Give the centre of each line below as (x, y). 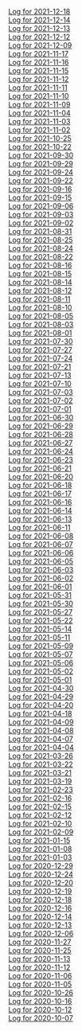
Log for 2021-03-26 (41, 756)
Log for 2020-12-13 (40, 925)
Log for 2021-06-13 (40, 519)
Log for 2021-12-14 (39, 20)
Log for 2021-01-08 (40, 849)
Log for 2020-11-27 (40, 942)
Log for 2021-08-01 (40, 333)
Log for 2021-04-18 (40, 713)
